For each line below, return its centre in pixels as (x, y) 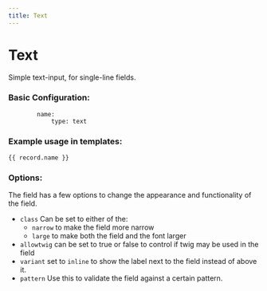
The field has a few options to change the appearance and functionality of (130, 195)
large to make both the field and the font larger (109, 236)
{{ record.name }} (39, 158)
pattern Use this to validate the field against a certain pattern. (121, 278)
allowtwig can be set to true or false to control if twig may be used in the (139, 245)
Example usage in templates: (65, 141)
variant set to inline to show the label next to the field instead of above (138, 262)
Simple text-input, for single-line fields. (72, 77)
